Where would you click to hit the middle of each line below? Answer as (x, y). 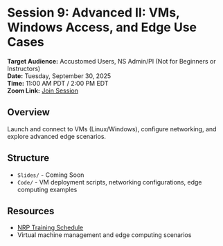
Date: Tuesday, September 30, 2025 (59, 76)
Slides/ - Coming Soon (51, 175)
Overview (29, 112)
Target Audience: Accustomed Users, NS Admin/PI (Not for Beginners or (111, 61)
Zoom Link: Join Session (43, 91)
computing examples (47, 189)
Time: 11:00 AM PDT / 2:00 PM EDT (58, 83)
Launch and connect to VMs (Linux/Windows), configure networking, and (112, 129)
